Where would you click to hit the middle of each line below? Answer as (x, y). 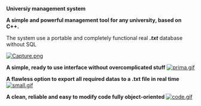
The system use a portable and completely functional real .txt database (95, 38)
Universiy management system (46, 9)
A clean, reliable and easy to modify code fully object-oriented (86, 97)
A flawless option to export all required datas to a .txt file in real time (93, 79)
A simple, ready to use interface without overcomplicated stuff (86, 67)
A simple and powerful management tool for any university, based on (94, 20)
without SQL (22, 44)
